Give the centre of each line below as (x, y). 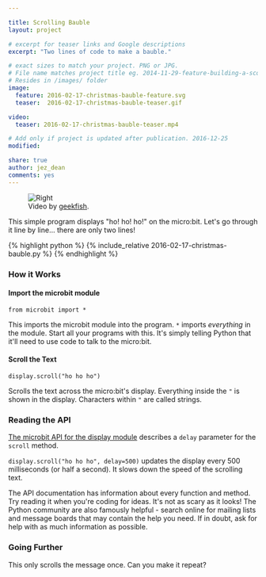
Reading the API (40, 419)
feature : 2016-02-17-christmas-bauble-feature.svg (101, 95)
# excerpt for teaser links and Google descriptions (97, 44)
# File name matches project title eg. (74, 73)
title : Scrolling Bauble (49, 22)
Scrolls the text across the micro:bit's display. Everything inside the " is (124, 391)
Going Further (36, 548)
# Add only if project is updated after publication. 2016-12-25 (118, 139)
